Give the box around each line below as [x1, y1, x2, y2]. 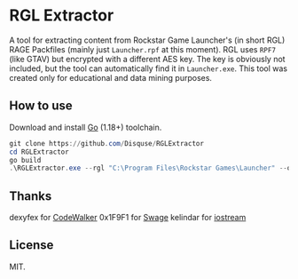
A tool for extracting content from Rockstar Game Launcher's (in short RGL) [9, 35, 286, 45]
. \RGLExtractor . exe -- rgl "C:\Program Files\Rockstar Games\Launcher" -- [9, 163, 288, 173]
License [9, 237, 54, 253]
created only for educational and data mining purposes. [9, 72, 213, 83]
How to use [9, 99, 73, 114]
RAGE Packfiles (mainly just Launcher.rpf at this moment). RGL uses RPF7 [9, 44, 277, 54]
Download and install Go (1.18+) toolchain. [9, 122, 162, 132]
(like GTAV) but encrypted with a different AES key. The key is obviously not [9, 53, 286, 64]
